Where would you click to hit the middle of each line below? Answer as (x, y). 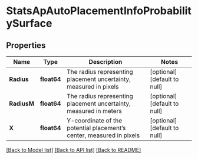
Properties (26, 45)
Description (105, 62)
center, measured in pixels (103, 135)
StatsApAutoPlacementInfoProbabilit (99, 11)
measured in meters (94, 111)
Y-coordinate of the (95, 121)
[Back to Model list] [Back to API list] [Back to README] (74, 150)
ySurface (29, 23)
